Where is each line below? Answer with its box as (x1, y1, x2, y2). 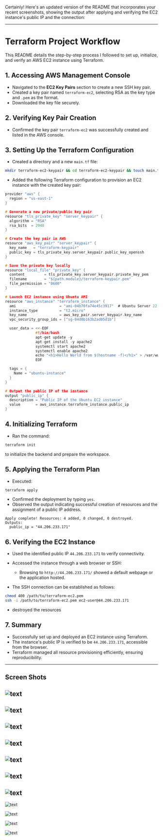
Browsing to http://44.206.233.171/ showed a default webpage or (19, 570, 153, 576)
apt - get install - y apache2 (35, 339, 92, 344)
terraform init (5, 442, 36, 447)
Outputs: (5, 520, 23, 525)
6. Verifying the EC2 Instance (5, 538, 96, 546)
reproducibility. (12, 654, 43, 660)
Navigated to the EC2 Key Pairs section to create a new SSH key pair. (12, 84, 151, 90)
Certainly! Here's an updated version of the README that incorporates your (5, 4, 156, 10)
